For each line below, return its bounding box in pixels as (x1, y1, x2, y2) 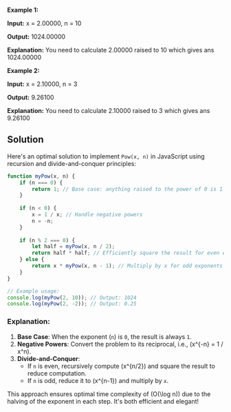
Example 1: (7, 6, 39, 14)
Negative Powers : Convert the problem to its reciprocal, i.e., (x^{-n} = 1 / (16, 340, 223, 348)
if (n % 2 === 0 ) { (19, 237, 76, 244)
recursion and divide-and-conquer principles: (7, 159, 136, 167)
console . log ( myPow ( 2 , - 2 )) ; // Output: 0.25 (7, 300, 137, 307)
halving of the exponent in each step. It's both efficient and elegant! (7, 397, 199, 405)
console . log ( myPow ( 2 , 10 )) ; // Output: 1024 (7, 294, 137, 301)
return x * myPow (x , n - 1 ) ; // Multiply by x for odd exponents (32, 262, 223, 269)
